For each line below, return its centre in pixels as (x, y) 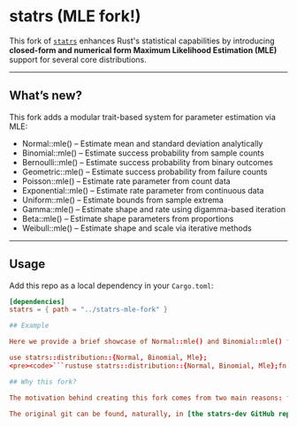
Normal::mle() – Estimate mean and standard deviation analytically (142, 143)
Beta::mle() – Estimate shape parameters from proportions (128, 218)
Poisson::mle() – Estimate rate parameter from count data (126, 181)
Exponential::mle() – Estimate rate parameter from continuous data (143, 190)
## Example (29, 326)
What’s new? (46, 96)
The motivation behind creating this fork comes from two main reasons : (146, 398)
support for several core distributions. (78, 59)
